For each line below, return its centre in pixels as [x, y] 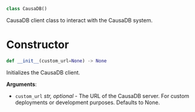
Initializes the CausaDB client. [43, 72]
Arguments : [22, 84]
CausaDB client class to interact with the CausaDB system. [80, 20]
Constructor [38, 45]
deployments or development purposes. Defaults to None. [88, 102]
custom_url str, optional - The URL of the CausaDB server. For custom [102, 96]
